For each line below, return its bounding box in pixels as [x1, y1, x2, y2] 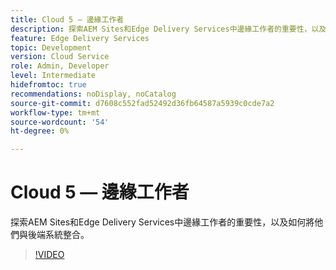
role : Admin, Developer [10, 61, 110, 71]
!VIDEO [34, 249, 65, 261]
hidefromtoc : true [10, 80, 87, 90]
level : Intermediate [10, 71, 97, 81]
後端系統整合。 [27, 229, 90, 241]
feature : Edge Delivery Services [10, 33, 150, 43]
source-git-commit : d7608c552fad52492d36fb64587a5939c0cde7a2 [10, 98, 275, 108]
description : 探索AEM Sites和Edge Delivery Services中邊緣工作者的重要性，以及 [10, 24, 327, 34]
